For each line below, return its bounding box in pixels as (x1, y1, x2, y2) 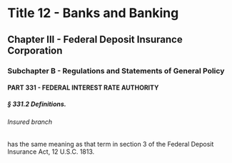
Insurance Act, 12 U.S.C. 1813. (7, 147, 95, 156)
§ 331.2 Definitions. (7, 100, 66, 108)
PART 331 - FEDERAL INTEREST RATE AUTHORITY (7, 83, 159, 92)
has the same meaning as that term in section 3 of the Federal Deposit (7, 140, 214, 148)
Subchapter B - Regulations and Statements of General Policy (7, 65, 225, 75)
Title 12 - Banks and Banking (7, 5, 179, 21)
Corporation (7, 44, 63, 56)
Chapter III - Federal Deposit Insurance (7, 33, 183, 46)
